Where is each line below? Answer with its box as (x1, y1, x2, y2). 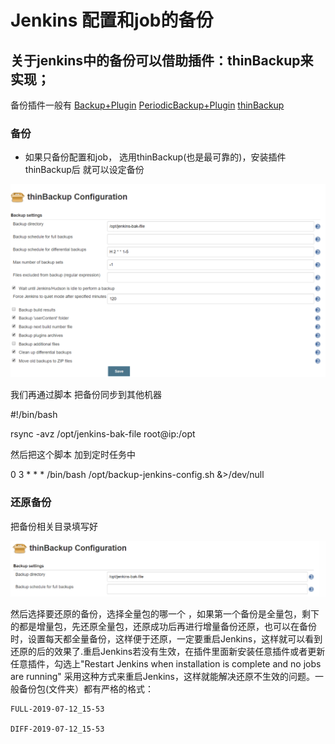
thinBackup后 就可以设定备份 (24, 164, 145, 176)
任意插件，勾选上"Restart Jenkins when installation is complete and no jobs (10, 657, 322, 670)
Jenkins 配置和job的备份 (10, 9, 214, 32)
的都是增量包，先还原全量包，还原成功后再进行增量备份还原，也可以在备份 (10, 620, 317, 632)
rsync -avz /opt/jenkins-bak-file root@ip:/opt (10, 428, 196, 440)
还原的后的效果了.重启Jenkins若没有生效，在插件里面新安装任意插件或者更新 (10, 645, 326, 657)
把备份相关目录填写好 (10, 520, 98, 532)
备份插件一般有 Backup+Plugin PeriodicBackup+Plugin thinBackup (10, 99, 285, 111)
